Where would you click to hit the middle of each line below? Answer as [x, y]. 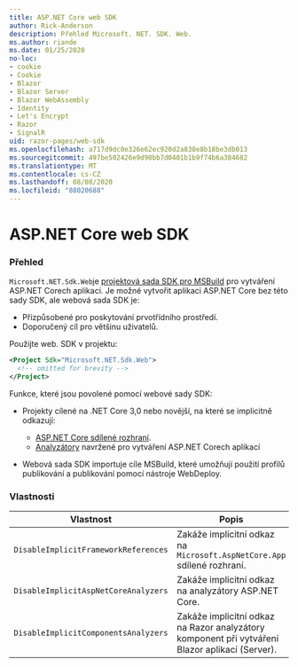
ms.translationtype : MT [53, 166]
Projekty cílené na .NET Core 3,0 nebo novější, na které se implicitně [147, 411]
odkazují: [39, 420]
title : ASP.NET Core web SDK [63, 17]
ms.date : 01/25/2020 [47, 51]
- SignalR [27, 133]
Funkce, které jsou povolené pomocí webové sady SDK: [111, 394]
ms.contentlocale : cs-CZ [55, 174]
